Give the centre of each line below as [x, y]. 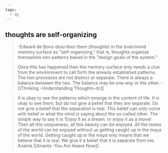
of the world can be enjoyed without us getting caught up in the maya [89, 130]
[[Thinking [28, 88]
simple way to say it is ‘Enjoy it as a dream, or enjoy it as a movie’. [85, 119]
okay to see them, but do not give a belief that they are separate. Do [88, 103]
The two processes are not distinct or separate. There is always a [85, 77]
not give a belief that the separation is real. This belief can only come [89, 108]
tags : [11, 10]
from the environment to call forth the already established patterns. [87, 72]
